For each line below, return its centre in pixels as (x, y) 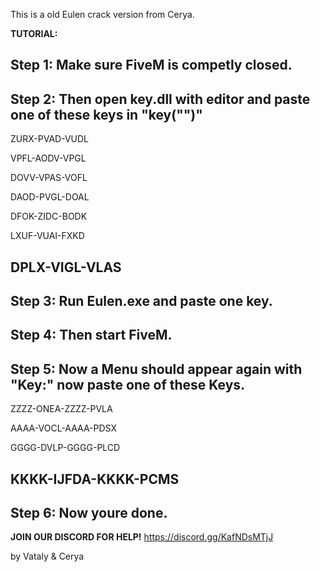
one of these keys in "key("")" (106, 114)
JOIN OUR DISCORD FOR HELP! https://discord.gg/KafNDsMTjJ (142, 537)
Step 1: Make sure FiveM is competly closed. (151, 65)
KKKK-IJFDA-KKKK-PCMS (95, 479)
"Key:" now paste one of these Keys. (128, 384)
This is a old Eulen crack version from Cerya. (102, 14)
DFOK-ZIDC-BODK (49, 216)
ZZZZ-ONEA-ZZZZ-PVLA (61, 409)
